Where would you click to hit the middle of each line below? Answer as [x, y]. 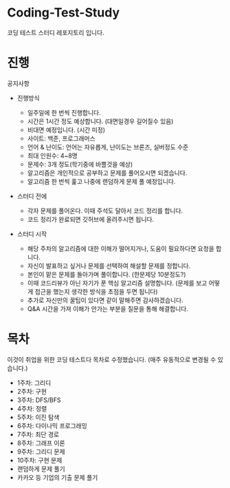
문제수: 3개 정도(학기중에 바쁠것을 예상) [80, 164]
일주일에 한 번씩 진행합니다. [64, 112]
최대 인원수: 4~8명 [52, 156]
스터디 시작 [32, 234]
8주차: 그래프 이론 [41, 443]
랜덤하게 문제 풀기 [41, 469]
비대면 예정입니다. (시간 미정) [66, 129]
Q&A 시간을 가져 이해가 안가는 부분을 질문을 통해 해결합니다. [108, 308]
